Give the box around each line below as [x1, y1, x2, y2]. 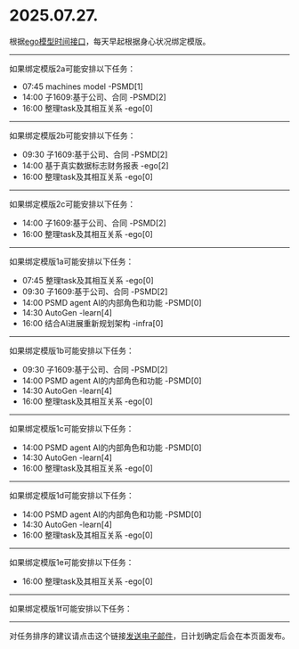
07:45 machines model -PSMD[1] [21, 81, 144, 92]
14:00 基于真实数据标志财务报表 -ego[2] [21, 160, 169, 170]
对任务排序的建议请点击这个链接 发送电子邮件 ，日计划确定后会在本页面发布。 [9, 630, 290, 641]
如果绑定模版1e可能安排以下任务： [9, 556, 134, 567]
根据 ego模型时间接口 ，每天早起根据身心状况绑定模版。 [9, 36, 211, 46]
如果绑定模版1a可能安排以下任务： [9, 256, 134, 267]
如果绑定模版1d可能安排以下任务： [9, 489, 135, 500]
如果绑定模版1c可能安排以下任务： [9, 423, 134, 433]
